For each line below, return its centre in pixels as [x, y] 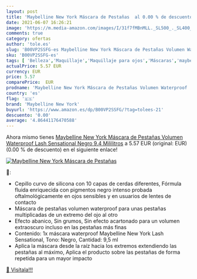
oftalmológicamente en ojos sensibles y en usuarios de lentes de [93, 196]
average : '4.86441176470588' [42, 121]
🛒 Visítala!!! [20, 270]
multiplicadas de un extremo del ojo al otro [66, 215]
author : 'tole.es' [28, 45]
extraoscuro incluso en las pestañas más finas [71, 227]
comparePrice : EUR [30, 83]
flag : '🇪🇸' [21, 98]
